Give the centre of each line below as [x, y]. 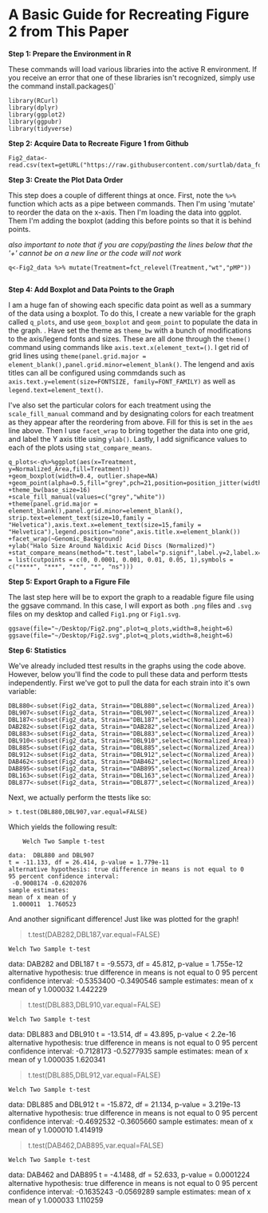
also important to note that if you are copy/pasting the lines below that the [131, 244]
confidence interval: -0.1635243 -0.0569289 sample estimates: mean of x [130, 1191]
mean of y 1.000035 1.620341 [57, 1059]
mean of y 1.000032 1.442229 [58, 989]
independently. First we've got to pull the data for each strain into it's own [129, 683]
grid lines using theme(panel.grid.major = [77, 356]
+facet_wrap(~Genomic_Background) [66, 539]
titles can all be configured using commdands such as [97, 372]
